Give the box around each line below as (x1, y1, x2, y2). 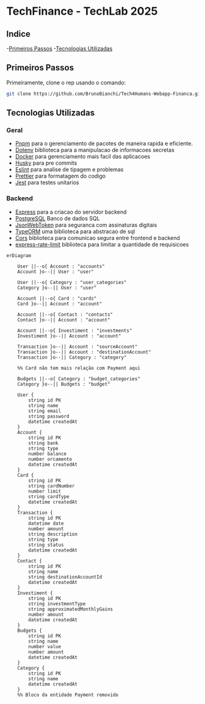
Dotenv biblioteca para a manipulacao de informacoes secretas (15, 146, 175, 154)
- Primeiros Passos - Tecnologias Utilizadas (6, 45, 113, 52)
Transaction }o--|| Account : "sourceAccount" (17, 343, 138, 350)
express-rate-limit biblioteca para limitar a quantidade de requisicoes (15, 241, 189, 248)
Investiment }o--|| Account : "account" (17, 332, 121, 339)
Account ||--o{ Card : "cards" (17, 295, 97, 301)
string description (28, 531, 78, 537)
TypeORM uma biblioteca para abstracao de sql (15, 228, 135, 235)
